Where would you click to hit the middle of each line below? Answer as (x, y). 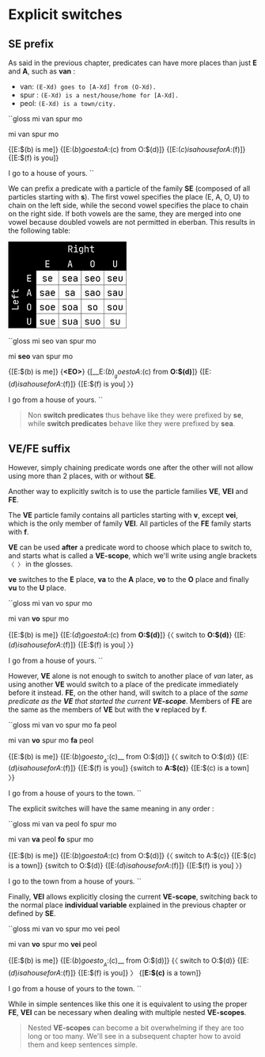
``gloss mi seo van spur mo (52, 341)
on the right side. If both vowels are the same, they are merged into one (125, 214)
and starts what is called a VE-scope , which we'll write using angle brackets (132, 555)
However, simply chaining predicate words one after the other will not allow (131, 467)
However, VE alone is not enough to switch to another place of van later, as (131, 675)
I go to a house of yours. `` (51, 173)
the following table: (40, 230)
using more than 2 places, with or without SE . (82, 476)
